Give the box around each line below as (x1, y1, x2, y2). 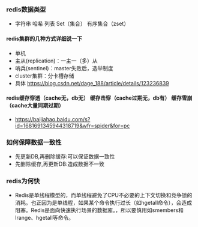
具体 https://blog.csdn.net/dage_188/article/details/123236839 (14, 79, 169, 86)
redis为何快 (6, 177, 40, 185)
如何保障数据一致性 (6, 138, 62, 147)
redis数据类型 (6, 5, 46, 13)
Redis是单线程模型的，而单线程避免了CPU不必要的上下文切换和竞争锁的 (14, 192, 193, 199)
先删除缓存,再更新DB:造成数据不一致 (14, 160, 105, 168)
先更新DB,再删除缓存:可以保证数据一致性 (14, 153, 115, 160)
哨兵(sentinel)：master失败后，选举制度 (14, 64, 114, 71)
